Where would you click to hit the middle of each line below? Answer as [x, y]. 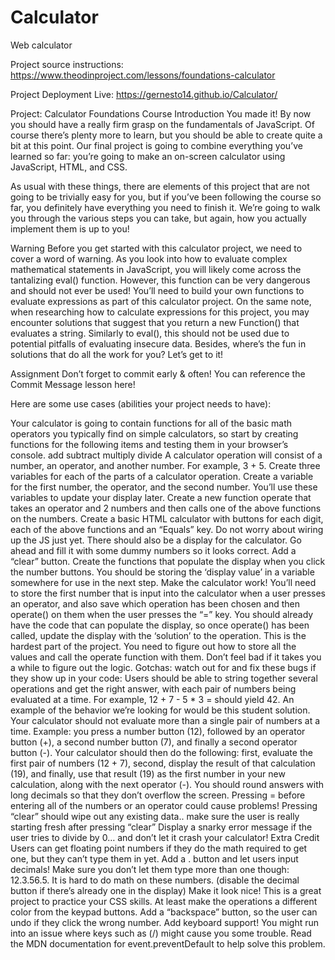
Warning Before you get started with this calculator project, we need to [156, 248]
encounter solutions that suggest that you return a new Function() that [155, 322]
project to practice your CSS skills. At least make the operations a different [164, 901]
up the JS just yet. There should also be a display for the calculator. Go [156, 540]
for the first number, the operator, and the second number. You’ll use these [164, 487]
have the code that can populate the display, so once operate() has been [160, 625]
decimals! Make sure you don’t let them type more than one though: [150, 869]
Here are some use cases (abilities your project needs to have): [141, 403]
